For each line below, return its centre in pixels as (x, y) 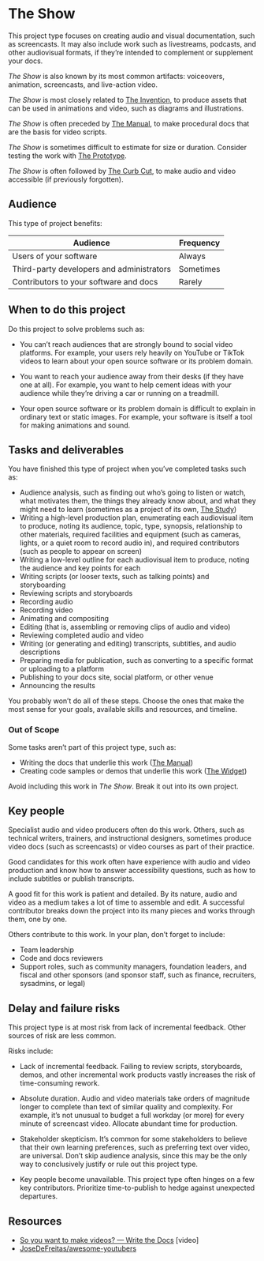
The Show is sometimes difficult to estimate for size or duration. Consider (127, 147)
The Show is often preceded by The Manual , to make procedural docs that (129, 123)
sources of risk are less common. (62, 1036)
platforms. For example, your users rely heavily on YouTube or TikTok (132, 352)
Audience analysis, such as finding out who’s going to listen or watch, (132, 493)
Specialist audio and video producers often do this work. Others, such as (126, 830)
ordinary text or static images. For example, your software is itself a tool (136, 416)
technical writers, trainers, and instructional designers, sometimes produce (130, 838)
